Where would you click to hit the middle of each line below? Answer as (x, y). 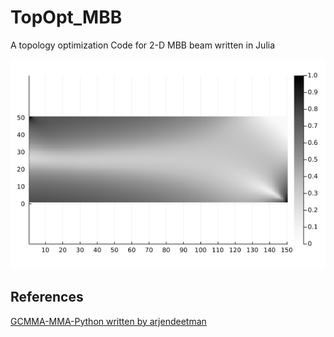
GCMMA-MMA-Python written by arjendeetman (108, 321)
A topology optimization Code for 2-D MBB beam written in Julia (143, 45)
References (47, 297)
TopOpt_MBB (66, 17)
